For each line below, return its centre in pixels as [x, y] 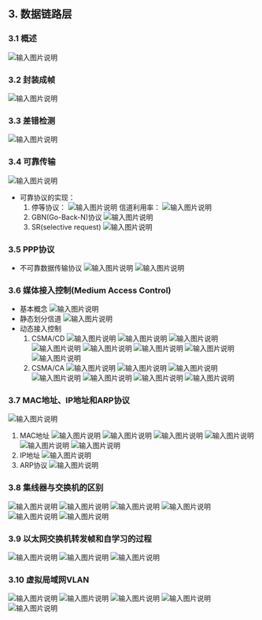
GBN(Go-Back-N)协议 [66, 217]
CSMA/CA [48, 368]
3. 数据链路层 [40, 14]
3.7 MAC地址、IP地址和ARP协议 [69, 401]
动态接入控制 [40, 329]
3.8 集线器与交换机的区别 [56, 487]
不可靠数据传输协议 [51, 267]
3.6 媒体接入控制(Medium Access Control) [90, 290]
